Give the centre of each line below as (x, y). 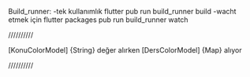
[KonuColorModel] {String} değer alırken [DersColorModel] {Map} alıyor (125, 50)
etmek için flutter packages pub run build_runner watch (98, 20)
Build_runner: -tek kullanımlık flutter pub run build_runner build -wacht (122, 11)
